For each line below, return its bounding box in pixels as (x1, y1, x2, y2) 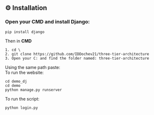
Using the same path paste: (5, 64, 60, 70)
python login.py (5, 105, 38, 110)
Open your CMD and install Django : (5, 18, 90, 25)
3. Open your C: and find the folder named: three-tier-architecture (5, 56, 150, 61)
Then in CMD (5, 38, 32, 44)
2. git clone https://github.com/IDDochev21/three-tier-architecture (5, 51, 150, 56)
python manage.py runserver (5, 87, 62, 92)
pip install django (5, 29, 45, 34)
